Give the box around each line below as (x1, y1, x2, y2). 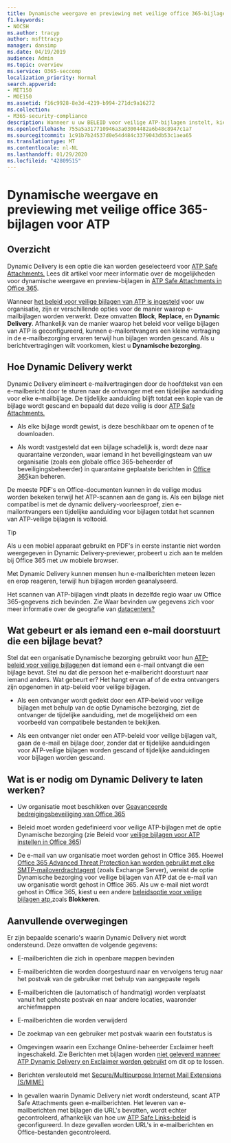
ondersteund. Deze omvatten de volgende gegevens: (7, 941, 158, 949)
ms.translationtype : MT (7, 138, 76, 145)
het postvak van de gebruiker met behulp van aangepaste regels (16, 975, 201, 982)
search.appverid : (7, 81, 57, 87)
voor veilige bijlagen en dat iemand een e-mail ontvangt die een (26, 661, 205, 669)
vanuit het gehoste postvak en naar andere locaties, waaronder (16, 996, 197, 1003)
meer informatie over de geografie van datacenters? (7, 604, 155, 613)
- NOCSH (7, 23, 30, 30)
